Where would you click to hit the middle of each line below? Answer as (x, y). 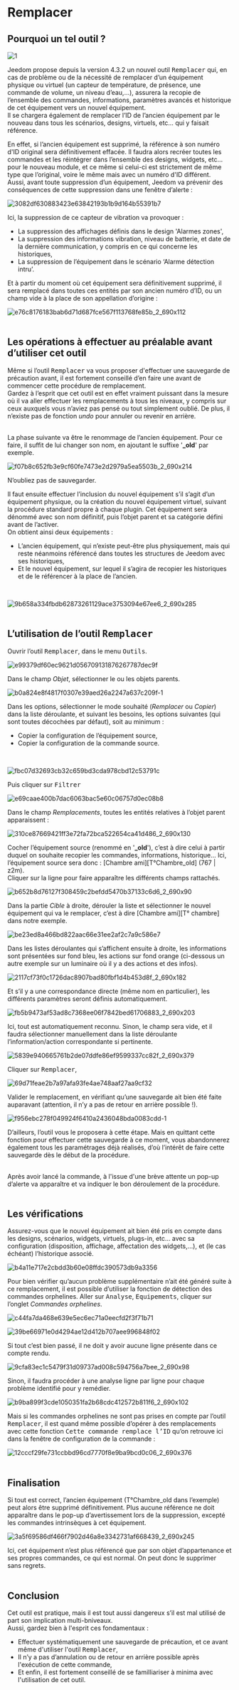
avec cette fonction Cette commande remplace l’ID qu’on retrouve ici (116, 1432)
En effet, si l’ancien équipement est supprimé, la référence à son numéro (114, 144)
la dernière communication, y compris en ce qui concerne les (107, 246)
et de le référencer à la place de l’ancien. (77, 576)
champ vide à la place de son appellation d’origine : (83, 298)
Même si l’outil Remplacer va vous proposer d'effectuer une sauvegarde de (119, 370)
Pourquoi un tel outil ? (57, 39)
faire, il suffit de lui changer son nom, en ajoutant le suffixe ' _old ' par (108, 445)
